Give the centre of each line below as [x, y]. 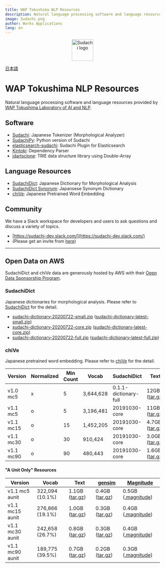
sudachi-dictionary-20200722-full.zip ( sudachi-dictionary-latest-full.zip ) [86, 337]
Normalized [45, 376]
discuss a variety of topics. [32, 226]
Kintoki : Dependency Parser [41, 150]
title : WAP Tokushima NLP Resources [42, 10]
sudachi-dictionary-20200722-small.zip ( [54, 316]
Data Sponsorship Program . [33, 278]
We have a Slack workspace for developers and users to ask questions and [81, 221]
